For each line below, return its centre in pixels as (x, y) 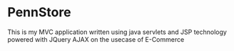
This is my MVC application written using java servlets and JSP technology (117, 32)
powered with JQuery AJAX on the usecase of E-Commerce (96, 39)
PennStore (39, 12)
